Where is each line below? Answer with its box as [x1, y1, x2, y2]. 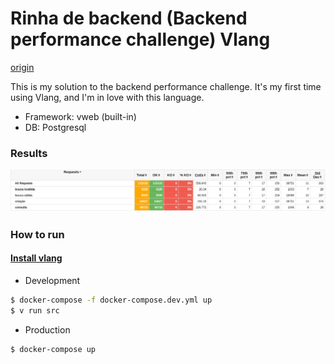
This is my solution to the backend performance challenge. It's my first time [10, 80, 322, 92]
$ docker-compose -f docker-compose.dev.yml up [10, 295, 213, 305]
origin [10, 61, 35, 73]
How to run [10, 227, 65, 241]
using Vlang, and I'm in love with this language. [10, 91, 205, 103]
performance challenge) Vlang [10, 28, 271, 51]
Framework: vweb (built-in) [24, 110, 137, 122]
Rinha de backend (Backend [10, 7, 248, 30]
